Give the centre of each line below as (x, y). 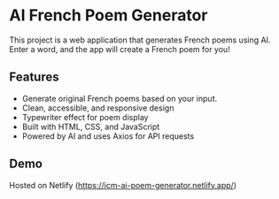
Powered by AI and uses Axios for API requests (108, 136)
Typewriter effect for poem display (85, 117)
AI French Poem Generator (108, 15)
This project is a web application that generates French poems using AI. (140, 40)
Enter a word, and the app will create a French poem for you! (120, 49)
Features (34, 77)
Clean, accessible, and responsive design (98, 108)
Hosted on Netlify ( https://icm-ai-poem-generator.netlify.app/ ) (123, 185)
